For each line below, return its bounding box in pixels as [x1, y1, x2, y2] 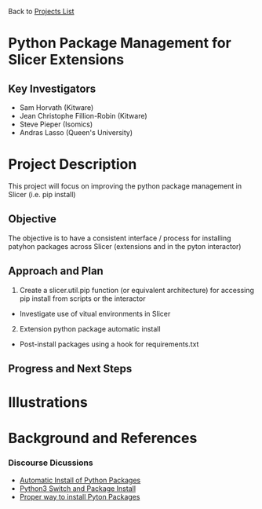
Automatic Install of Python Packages [19, 475, 141, 485]
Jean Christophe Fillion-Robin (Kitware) [19, 112, 147, 120]
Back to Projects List [8, 7, 75, 16]
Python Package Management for [8, 35, 231, 52]
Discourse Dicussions [8, 457, 93, 468]
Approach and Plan [8, 265, 104, 278]
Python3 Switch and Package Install [19, 483, 136, 493]
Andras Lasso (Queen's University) [19, 128, 133, 137]
